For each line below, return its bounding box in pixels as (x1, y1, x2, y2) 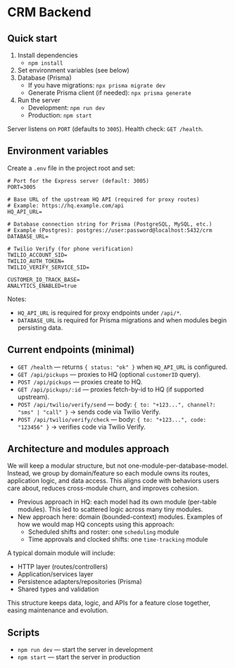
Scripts (7, 626, 40, 638)
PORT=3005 (7, 183, 37, 190)
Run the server (17, 96, 61, 104)
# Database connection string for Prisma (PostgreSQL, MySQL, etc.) (7, 220, 212, 228)
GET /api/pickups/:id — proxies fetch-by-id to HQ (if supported (17, 385, 204, 394)
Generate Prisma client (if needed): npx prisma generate (27, 89, 191, 97)
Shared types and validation (17, 585, 99, 593)
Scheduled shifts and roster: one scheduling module (27, 528, 179, 536)
